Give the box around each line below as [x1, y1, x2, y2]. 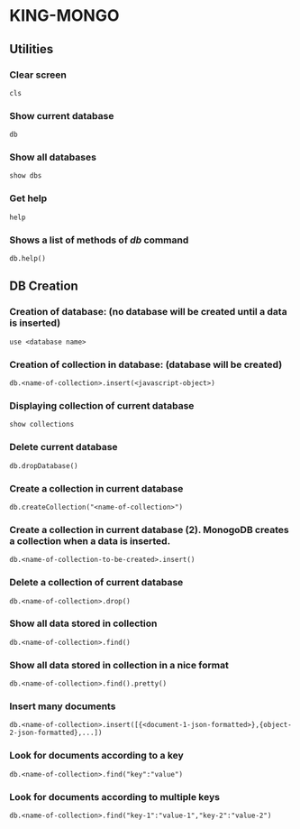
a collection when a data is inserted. [9, 534, 171, 547]
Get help [9, 192, 48, 205]
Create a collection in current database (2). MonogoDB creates [9, 523, 290, 536]
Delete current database [9, 441, 119, 454]
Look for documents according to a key [9, 750, 185, 762]
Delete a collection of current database [9, 576, 184, 589]
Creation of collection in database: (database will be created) [9, 358, 283, 371]
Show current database [9, 109, 114, 122]
